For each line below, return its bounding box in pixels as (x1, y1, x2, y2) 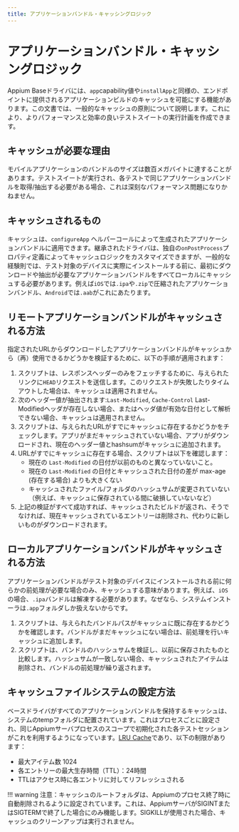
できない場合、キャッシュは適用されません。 (17, 414, 149, 421)
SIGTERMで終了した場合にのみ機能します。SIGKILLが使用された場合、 (13, 808, 220, 816)
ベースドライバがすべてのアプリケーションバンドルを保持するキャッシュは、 (7, 707, 231, 715)
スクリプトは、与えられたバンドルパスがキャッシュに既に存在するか (17, 618, 218, 627)
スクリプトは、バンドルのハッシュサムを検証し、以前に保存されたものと (17, 645, 230, 654)
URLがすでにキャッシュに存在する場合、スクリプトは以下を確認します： (17, 449, 230, 457)
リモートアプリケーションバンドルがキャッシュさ (7, 311, 223, 323)
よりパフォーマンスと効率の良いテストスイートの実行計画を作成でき (26, 113, 225, 121)
